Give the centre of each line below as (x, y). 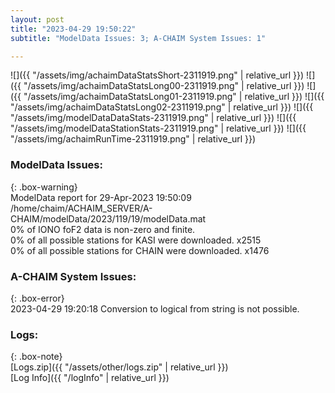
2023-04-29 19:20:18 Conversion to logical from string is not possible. (155, 308)
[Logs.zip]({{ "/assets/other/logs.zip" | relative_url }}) (119, 367)
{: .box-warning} (44, 187)
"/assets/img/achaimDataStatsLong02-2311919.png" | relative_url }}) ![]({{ (162, 107)
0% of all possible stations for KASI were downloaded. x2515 (136, 240)
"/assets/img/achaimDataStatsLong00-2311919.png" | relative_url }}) (164, 86)
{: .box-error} (37, 298)
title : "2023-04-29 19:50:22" (73, 29)
